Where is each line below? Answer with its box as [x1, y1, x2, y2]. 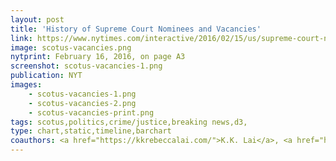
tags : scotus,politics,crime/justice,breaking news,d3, [10, 117, 248, 127]
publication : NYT [10, 71, 83, 81]
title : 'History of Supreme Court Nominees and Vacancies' [10, 24, 262, 34]
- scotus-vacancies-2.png [28, 98, 137, 108]
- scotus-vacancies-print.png [28, 107, 155, 118]
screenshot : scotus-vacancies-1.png [10, 61, 163, 71]
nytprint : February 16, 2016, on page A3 [10, 52, 186, 62]
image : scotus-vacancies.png [10, 42, 132, 53]
